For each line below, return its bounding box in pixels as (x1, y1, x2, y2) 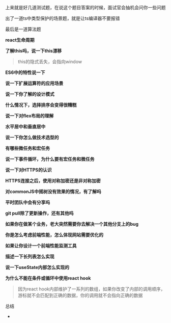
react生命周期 (5, 37, 35, 43)
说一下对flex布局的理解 (5, 113, 54, 119)
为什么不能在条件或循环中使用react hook (5, 275, 91, 281)
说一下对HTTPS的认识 (5, 167, 52, 173)
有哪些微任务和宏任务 (5, 145, 50, 151)
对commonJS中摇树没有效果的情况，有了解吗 (5, 189, 102, 195)
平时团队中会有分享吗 (5, 199, 50, 205)
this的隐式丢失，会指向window (17, 59, 82, 65)
